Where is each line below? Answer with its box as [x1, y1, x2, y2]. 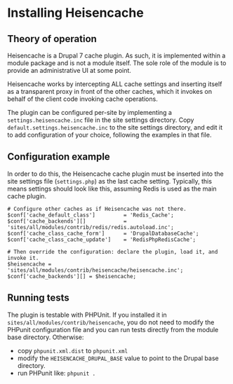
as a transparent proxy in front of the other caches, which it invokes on [7, 88, 213, 95]
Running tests [7, 292, 70, 304]
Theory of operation [7, 33, 97, 45]
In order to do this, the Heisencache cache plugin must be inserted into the [7, 170, 224, 178]
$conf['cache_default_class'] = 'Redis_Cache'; [7, 212, 174, 219]
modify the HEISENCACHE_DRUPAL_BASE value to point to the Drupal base [17, 354, 219, 362]
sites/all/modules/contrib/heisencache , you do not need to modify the [7, 317, 215, 327]
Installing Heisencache [7, 5, 144, 21]
